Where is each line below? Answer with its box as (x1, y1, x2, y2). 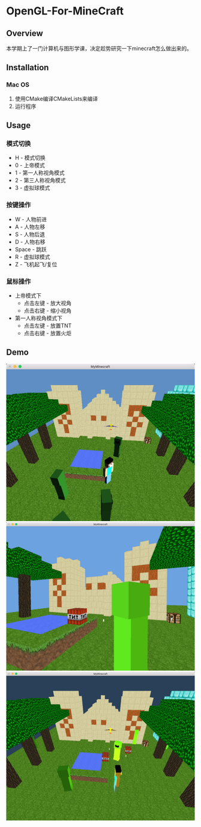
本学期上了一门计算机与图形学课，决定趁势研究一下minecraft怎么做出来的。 (6, 45, 193, 52)
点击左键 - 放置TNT (23, 322, 72, 329)
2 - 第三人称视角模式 (14, 177, 66, 184)
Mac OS (6, 81, 30, 89)
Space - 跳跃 (14, 245, 47, 253)
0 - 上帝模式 (14, 162, 45, 169)
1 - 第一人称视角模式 (14, 169, 65, 177)
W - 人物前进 (14, 215, 47, 223)
